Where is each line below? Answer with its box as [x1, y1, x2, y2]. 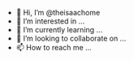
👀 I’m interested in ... [15, 16, 85, 26]
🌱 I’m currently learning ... [15, 25, 103, 34]
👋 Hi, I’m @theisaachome [15, 8, 101, 17]
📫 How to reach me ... [15, 43, 92, 52]
